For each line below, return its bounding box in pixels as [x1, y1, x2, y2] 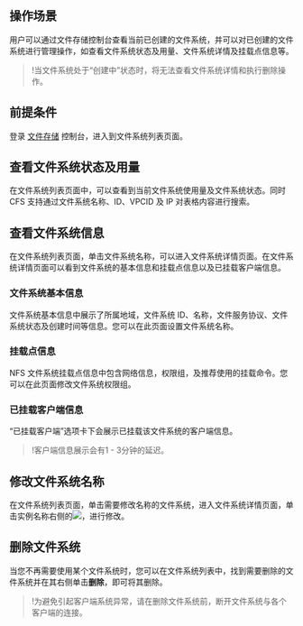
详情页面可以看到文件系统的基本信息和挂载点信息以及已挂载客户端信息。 [16, 262, 286, 273]
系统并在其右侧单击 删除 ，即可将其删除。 [16, 576, 168, 587]
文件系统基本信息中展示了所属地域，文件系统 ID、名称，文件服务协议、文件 [9, 309, 289, 320]
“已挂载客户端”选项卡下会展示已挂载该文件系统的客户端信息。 [9, 426, 238, 437]
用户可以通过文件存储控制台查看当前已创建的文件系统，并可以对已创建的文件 [9, 34, 294, 45]
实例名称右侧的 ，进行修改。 [16, 511, 129, 521]
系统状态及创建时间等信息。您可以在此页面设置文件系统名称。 [9, 320, 239, 331]
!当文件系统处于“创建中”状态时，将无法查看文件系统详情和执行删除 [31, 64, 279, 75]
